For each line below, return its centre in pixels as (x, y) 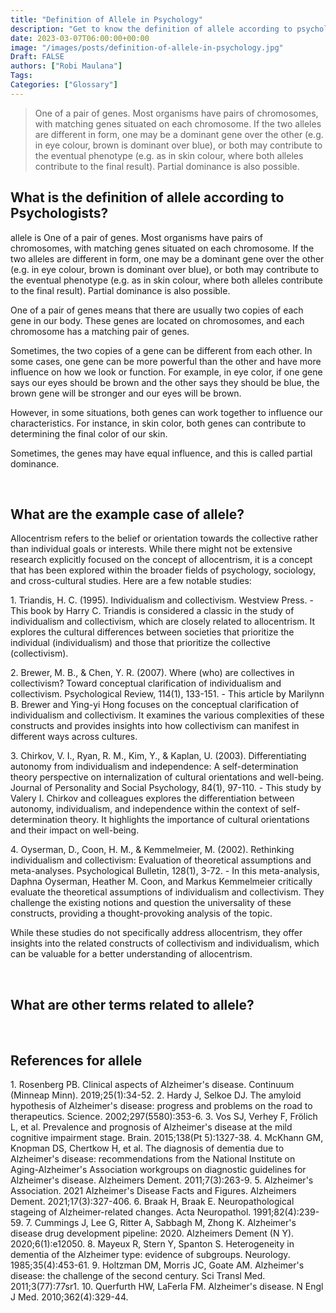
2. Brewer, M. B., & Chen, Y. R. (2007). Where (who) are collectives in (152, 673)
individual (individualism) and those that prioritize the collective (140, 643)
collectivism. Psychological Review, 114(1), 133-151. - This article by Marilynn (167, 694)
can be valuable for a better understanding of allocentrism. (131, 954)
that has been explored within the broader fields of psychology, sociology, (163, 570)
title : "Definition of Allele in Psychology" (106, 19)
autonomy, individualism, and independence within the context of (145, 809)
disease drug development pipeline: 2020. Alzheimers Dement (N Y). (152, 1233)
